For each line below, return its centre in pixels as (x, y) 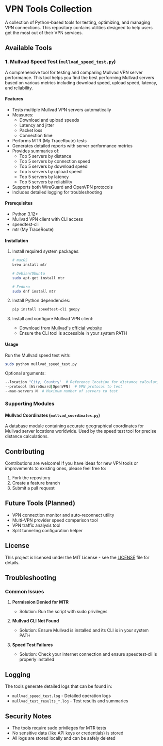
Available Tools (29, 48)
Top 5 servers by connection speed (55, 161)
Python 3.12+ (25, 214)
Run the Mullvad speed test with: (38, 355)
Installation (16, 241)
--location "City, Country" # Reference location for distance (71, 382)
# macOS (20, 260)
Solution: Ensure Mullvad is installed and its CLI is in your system (84, 630)
